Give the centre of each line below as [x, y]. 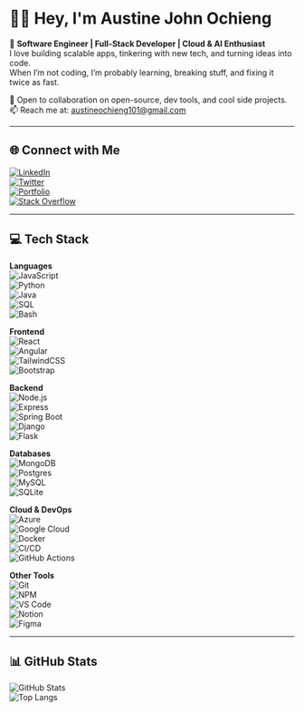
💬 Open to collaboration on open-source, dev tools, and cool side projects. [148, 100]
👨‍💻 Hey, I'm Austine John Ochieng [141, 19]
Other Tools [32, 575]
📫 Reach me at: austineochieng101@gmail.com [98, 110]
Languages [31, 266]
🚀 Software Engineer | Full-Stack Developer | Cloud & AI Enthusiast [138, 44]
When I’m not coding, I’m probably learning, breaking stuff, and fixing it [142, 73]
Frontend [27, 331]
